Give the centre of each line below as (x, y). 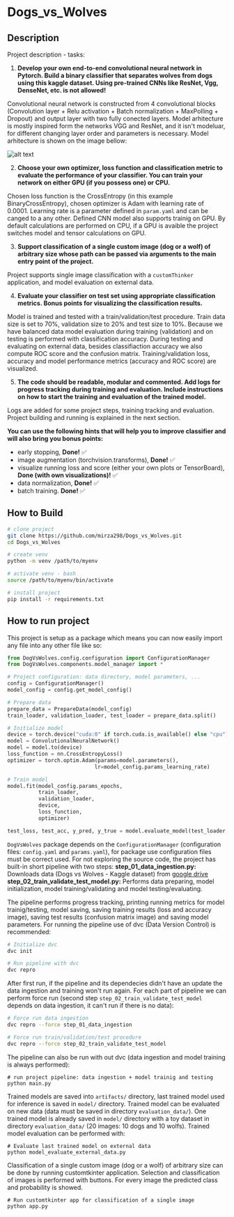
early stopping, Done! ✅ (52, 452)
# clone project (31, 529)
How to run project (48, 621)
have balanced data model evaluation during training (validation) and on (110, 331)
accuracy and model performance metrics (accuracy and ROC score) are (112, 361)
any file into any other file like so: (55, 645)
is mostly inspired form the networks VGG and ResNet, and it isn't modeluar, (116, 126)
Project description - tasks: (46, 54)
